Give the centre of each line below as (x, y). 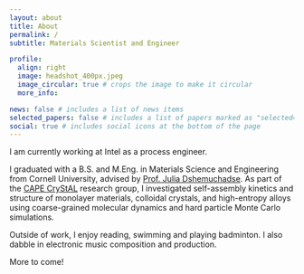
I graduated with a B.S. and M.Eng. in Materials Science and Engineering (144, 169)
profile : (26, 60)
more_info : (38, 93)
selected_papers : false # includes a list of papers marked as (131, 118)
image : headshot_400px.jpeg (71, 76)
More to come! (37, 262)
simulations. (32, 217)
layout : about (36, 18)
